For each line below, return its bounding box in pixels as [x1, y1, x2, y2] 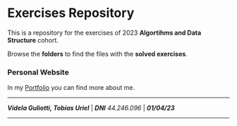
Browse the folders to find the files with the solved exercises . [7, 50, 188, 58]
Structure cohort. [7, 35, 59, 44]
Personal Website [7, 67, 69, 77]
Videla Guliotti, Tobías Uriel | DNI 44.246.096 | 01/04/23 [7, 104, 175, 113]
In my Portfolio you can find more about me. [7, 84, 135, 92]
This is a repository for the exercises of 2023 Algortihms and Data [7, 28, 202, 37]
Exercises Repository [7, 5, 135, 21]
